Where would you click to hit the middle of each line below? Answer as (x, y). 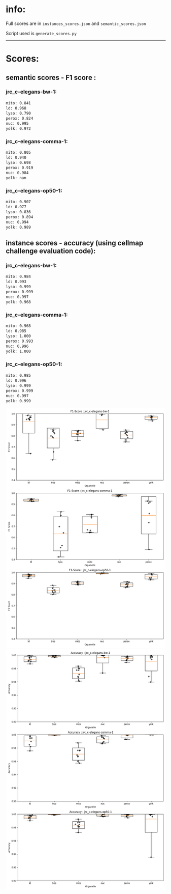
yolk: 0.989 (18, 228)
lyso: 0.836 (18, 212)
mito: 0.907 (18, 202)
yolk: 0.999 (18, 401)
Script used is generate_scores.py (41, 33)
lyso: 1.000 (18, 336)
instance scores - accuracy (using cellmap (75, 243)
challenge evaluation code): (51, 251)
